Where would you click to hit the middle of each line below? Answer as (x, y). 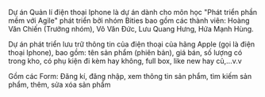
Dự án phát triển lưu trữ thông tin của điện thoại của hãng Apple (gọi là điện (132, 44)
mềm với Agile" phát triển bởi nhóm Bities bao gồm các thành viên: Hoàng (129, 21)
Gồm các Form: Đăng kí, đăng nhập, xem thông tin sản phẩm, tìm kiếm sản (130, 76)
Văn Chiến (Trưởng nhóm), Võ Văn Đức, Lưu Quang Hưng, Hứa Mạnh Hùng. (131, 29)
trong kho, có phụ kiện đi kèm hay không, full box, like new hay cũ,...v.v (125, 61)
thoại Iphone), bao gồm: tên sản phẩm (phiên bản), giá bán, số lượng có (125, 52)
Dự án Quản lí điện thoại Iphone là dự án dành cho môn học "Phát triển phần (133, 12)
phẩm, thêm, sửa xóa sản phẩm (60, 84)
